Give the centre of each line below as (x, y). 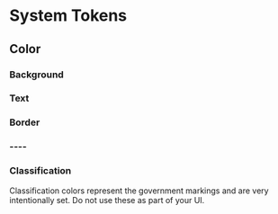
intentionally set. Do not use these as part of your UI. (107, 200)
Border (25, 122)
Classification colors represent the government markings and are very (139, 191)
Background (37, 75)
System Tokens (68, 16)
